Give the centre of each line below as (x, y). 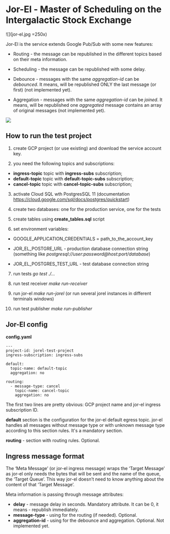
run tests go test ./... (34, 273)
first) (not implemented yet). (42, 89)
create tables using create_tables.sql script (59, 219)
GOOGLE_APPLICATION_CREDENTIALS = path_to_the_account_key (83, 239)
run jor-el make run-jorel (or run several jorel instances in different (82, 293)
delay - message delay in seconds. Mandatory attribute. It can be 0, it (86, 505)
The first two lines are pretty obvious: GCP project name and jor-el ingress (83, 404)
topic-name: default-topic (39, 368)
